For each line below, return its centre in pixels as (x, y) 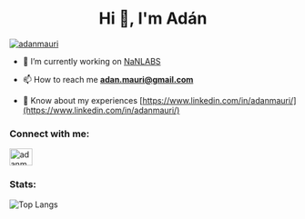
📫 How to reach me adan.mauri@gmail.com (108, 79)
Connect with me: (50, 134)
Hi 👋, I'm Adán (153, 19)
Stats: (23, 184)
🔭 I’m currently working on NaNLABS (91, 61)
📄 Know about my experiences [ (82, 100)
